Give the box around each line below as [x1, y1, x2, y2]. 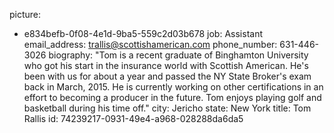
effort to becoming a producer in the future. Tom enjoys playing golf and [23, 92, 322, 103]
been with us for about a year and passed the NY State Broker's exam [23, 70, 312, 82]
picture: [9, 9, 42, 20]
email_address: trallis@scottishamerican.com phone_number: [23, 39, 278, 50]
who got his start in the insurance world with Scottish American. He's [23, 60, 309, 71]
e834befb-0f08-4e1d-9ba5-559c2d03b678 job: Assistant [23, 28, 263, 39]
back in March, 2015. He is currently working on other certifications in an [23, 81, 324, 93]
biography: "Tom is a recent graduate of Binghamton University [48, 49, 309, 61]
